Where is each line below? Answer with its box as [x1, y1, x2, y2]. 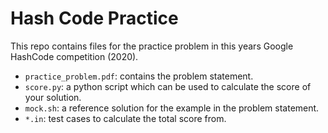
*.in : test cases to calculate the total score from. [24, 112, 227, 124]
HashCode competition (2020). [10, 50, 139, 62]
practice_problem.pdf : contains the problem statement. [24, 70, 254, 82]
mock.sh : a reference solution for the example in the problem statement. [24, 102, 320, 114]
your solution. [24, 91, 82, 103]
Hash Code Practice [10, 7, 179, 30]
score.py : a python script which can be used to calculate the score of [24, 80, 312, 92]
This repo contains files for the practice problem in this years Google [10, 40, 294, 52]
